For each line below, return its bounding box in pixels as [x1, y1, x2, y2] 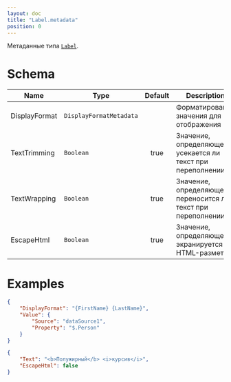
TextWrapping [10, 194, 56, 203]
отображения [175, 120, 221, 130]
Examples [7, 276, 65, 292]
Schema [7, 66, 55, 81]
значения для [175, 111, 221, 121]
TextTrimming [10, 148, 55, 158]
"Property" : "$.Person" [32, 324, 100, 331]
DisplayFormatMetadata [64, 112, 139, 120]
